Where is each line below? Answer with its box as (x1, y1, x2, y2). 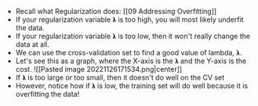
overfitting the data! (15, 90, 80, 98)
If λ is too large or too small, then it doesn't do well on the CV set (15, 73, 225, 82)
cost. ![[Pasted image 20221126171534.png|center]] (15, 65, 183, 73)
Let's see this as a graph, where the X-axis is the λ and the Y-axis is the (15, 56, 247, 65)
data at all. (15, 40, 49, 49)
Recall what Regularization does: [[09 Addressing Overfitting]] (15, 7, 217, 16)
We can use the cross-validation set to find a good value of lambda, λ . (15, 48, 242, 57)
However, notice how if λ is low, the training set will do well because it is (15, 81, 249, 90)
